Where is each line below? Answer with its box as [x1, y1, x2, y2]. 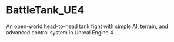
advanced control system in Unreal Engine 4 [6, 29, 113, 36]
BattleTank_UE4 [6, 3, 85, 17]
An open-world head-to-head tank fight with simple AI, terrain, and [6, 23, 169, 30]
